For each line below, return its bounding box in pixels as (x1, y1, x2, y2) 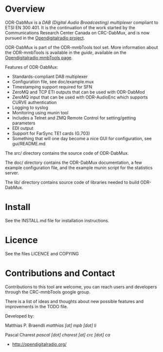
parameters (12, 120, 36, 126)
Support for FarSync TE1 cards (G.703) (12, 130, 90, 136)
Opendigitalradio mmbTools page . (5, 54, 73, 60)
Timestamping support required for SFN (12, 84, 92, 89)
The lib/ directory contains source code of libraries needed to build (5, 179, 140, 185)
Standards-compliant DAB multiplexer (12, 73, 88, 79)
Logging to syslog (12, 105, 49, 110)
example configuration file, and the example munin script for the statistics (5, 164, 153, 171)
